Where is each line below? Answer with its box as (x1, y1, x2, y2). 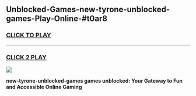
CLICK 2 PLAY (6, 53, 47, 61)
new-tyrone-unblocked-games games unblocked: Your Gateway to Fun (6, 77, 183, 84)
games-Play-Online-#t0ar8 (6, 14, 108, 24)
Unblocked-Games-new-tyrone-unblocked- (6, 5, 170, 15)
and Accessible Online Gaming (6, 83, 82, 90)
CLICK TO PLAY (6, 31, 51, 40)
